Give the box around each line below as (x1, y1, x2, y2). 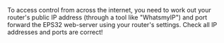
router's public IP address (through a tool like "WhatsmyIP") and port (7, 13, 208, 21)
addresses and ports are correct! (7, 28, 104, 36)
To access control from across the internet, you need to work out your (7, 6, 212, 14)
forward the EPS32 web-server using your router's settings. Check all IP (7, 21, 218, 28)
